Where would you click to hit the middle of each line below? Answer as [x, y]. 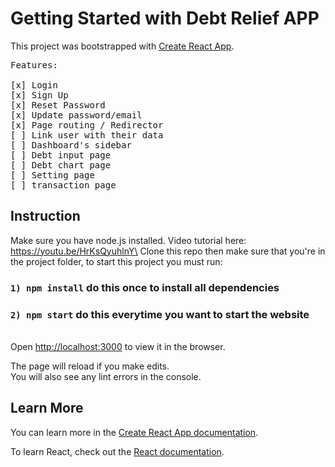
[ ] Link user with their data [87, 135]
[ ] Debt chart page [61, 165]
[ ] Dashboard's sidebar [71, 145]
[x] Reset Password [58, 105]
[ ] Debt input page [61, 155]
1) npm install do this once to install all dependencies [145, 287]
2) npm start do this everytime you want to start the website [160, 314]
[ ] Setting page [52, 175]
